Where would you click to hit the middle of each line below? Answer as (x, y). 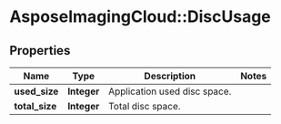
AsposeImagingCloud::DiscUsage (140, 17)
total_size (35, 106)
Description (170, 76)
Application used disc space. (170, 91)
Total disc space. (144, 106)
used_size (36, 91)
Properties (40, 51)
